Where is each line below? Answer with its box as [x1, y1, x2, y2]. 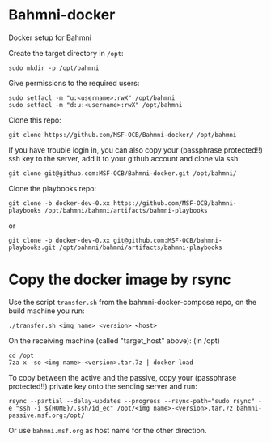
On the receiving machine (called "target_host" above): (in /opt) [8, 335, 221, 346]
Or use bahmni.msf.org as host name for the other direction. [8, 425, 207, 435]
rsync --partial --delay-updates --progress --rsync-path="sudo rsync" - [8, 397, 263, 405]
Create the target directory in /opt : [8, 48, 124, 58]
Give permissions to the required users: [8, 78, 140, 88]
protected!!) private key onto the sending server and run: [8, 381, 198, 391]
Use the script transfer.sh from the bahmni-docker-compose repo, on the [8, 297, 257, 307]
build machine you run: [8, 306, 85, 316]
